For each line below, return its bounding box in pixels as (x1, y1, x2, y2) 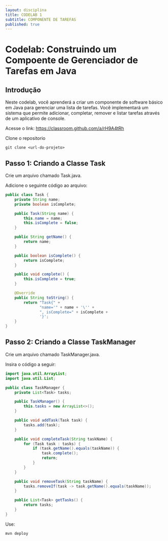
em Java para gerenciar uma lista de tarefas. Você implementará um (5, 105, 149, 111)
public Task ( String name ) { (14, 211, 74, 216)
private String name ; (14, 197, 60, 202)
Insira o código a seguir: (5, 361, 56, 367)
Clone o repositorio (5, 135, 46, 141)
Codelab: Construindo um (5, 44, 117, 55)
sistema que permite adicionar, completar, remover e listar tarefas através (5, 110, 160, 116)
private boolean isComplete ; (14, 202, 76, 207)
